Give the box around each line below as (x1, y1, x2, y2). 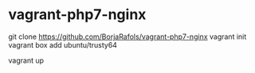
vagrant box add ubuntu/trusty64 (8, 40, 118, 49)
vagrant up (8, 56, 45, 65)
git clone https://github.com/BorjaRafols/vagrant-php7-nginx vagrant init (8, 32, 247, 41)
